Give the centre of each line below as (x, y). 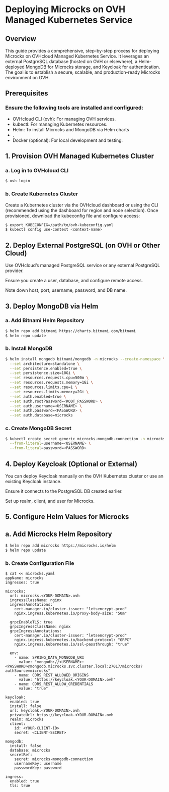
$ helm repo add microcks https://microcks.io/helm (60, 546)
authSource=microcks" (28, 671)
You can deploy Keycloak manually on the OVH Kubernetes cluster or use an (84, 476)
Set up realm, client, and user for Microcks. (50, 501)
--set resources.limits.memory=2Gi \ (49, 392)
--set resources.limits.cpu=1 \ (44, 387)
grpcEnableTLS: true (31, 622)
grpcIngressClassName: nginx (40, 627)
